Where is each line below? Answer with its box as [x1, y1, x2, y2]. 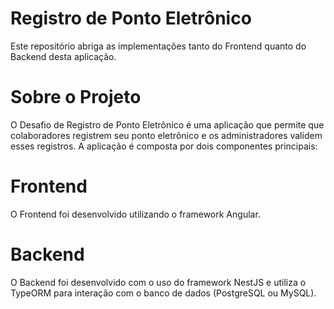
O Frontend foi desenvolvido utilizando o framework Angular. [10, 208, 261, 220]
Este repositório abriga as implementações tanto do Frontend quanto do [10, 40, 307, 52]
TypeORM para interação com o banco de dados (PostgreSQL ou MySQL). [10, 287, 317, 299]
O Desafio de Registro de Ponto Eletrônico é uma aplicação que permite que [10, 118, 325, 131]
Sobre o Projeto [10, 86, 142, 109]
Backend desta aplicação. [10, 50, 117, 62]
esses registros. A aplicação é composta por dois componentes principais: [10, 140, 318, 152]
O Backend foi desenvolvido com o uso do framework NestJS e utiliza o [10, 276, 307, 288]
